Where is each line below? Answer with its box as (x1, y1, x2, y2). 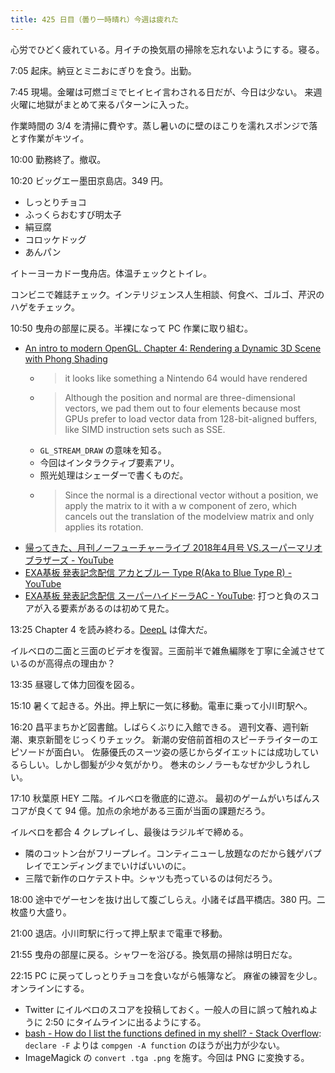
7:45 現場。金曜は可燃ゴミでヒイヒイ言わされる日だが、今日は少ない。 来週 (10, 86, 323, 98)
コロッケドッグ (24, 233, 87, 245)
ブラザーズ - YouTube (24, 554, 114, 566)
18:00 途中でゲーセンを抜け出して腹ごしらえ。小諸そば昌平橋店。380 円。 (10, 893, 317, 905)
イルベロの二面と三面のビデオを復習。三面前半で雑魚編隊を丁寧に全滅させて (10, 644, 326, 656)
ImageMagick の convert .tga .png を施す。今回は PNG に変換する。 (24, 1051, 310, 1063)
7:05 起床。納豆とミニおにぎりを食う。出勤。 (10, 64, 197, 76)
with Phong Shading (24, 352, 108, 365)
